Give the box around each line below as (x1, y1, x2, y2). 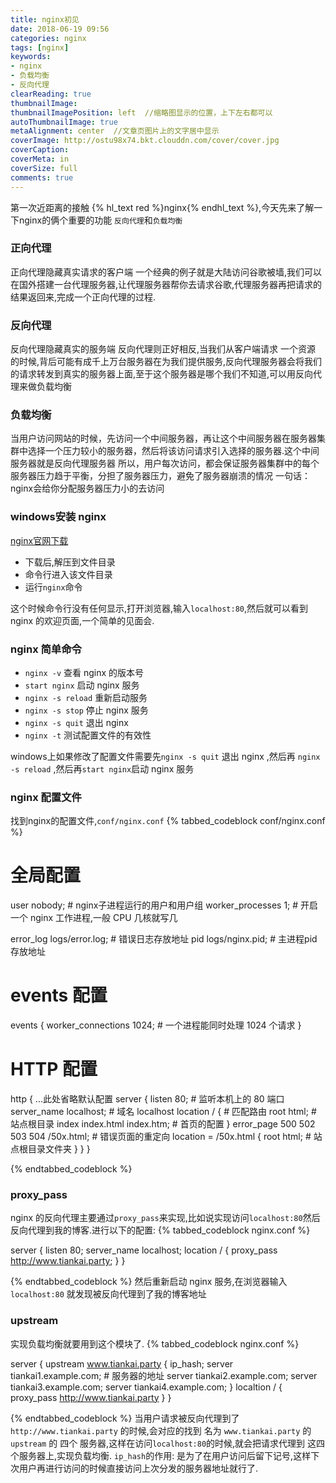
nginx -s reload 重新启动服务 (24, 691, 148, 703)
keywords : (10, 52, 52, 62)
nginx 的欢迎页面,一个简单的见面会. (10, 614, 155, 626)
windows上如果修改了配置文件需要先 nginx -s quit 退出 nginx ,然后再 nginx (10, 750, 321, 762)
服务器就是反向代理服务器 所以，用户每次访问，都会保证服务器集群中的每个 (10, 457, 320, 470)
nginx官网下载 (10, 534, 69, 546)
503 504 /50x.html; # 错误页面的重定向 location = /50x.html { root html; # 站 (10, 1131, 323, 1143)
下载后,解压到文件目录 (24, 556, 116, 568)
